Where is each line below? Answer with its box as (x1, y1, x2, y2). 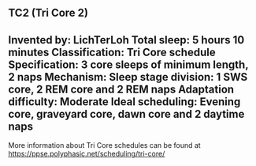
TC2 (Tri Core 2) (8, 6, 89, 20)
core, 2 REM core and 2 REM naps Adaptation (8, 82, 235, 96)
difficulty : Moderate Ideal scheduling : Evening (8, 95, 241, 108)
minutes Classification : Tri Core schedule (8, 45, 216, 58)
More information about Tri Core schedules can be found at (8, 141, 201, 150)
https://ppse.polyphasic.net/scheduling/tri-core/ (8, 149, 165, 159)
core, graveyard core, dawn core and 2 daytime (8, 107, 245, 121)
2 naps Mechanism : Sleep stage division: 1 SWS (8, 70, 248, 84)
